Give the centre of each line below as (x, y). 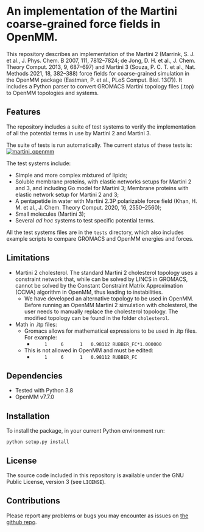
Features (23, 112)
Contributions (33, 501)
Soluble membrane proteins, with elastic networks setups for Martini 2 (103, 182)
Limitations (28, 258)
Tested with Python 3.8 (44, 391)
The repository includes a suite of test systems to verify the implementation (101, 127)
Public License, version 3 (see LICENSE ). (56, 482)
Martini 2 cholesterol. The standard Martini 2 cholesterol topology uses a (106, 272)
